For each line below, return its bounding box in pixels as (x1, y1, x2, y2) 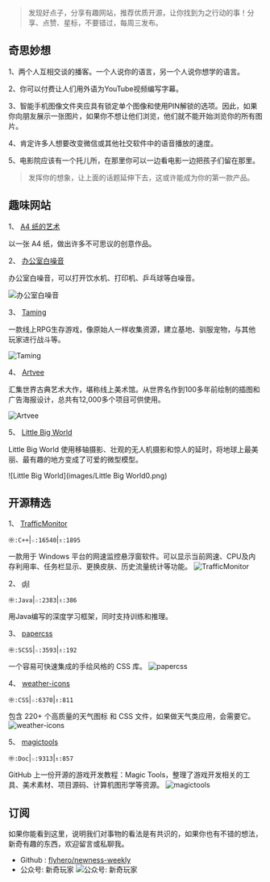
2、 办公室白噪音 (8, 256, 64, 265)
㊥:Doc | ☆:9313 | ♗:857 (8, 754, 74, 763)
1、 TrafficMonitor (8, 519, 69, 529)
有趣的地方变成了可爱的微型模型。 (29, 454, 143, 464)
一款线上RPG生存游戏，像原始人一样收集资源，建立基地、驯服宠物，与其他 (8, 324, 256, 334)
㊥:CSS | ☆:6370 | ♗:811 (8, 695, 74, 704)
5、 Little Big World (8, 427, 73, 437)
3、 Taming (8, 307, 47, 317)
